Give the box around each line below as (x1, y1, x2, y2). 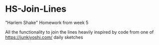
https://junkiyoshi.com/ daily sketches (5, 34, 83, 40)
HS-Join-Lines (5, 3, 66, 15)
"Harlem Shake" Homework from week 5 (5, 20, 89, 25)
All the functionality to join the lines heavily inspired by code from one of (5, 29, 154, 35)
